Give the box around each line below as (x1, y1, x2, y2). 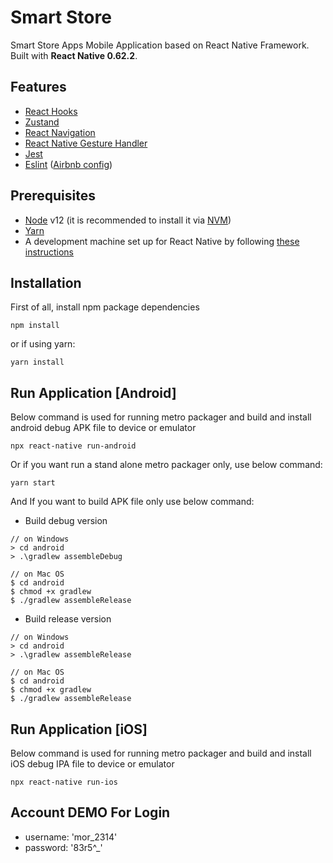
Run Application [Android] (10, 384, 177, 401)
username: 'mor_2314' (24, 831, 118, 843)
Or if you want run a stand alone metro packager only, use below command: (10, 459, 323, 471)
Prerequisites (10, 187, 96, 205)
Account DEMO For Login (10, 804, 171, 821)
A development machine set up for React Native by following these (24, 235, 300, 247)
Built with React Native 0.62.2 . (10, 49, 138, 61)
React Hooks (24, 105, 78, 117)
